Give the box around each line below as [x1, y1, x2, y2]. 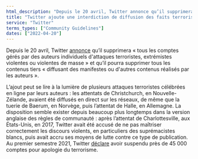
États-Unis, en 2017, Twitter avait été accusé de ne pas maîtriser [6, 121, 162, 128]
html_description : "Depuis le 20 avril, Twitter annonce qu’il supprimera [6, 8, 194, 15]
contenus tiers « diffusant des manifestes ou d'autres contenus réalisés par [6, 66, 190, 73]
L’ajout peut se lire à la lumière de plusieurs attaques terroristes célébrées [6, 83, 186, 90]
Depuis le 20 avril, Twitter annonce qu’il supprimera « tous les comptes [6, 47, 179, 54]
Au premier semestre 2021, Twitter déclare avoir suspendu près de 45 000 [6, 140, 187, 147]
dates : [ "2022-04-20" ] [6, 31, 62, 37]
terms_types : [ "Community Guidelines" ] [6, 25, 104, 31]
